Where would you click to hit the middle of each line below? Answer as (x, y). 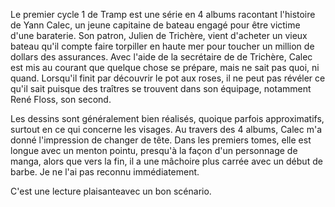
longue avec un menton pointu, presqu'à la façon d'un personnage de (154, 150)
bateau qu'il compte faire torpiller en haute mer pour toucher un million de (162, 46)
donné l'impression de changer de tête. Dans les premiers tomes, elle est (161, 140)
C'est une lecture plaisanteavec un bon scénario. (111, 191)
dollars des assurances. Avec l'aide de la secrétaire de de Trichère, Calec (161, 57)
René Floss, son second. (61, 99)
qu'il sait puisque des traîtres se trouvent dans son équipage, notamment (161, 88)
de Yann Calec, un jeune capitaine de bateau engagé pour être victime (155, 25)
